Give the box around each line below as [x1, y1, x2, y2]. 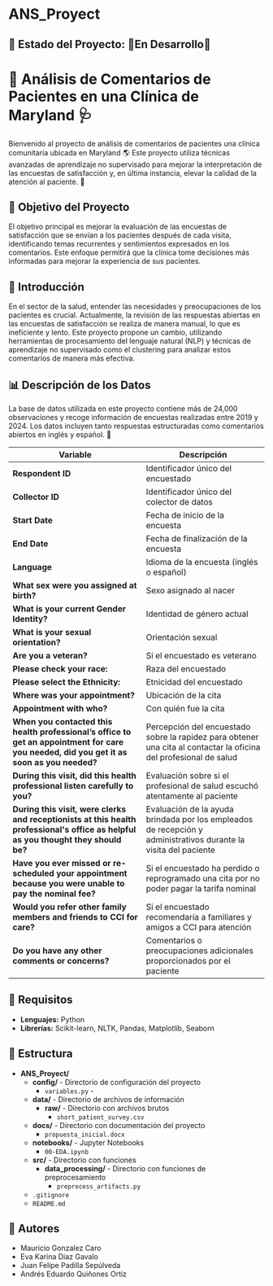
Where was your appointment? [12, 689, 136, 701]
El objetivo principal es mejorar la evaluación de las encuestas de [8, 221, 227, 232]
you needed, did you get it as [12, 746, 128, 758]
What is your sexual [12, 626, 92, 637]
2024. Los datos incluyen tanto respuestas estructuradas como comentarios [8, 421, 264, 431]
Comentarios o [145, 934, 202, 946]
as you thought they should [12, 833, 122, 845]
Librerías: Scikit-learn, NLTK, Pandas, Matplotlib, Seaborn [19, 1023, 215, 1033]
